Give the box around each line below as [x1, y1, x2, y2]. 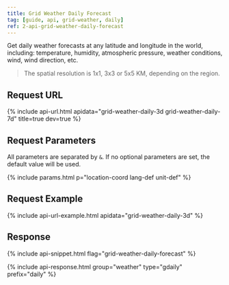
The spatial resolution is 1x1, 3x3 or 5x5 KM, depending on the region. [23, 69, 220, 77]
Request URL [7, 89, 64, 101]
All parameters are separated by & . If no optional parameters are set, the [7, 153, 211, 161]
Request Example [7, 193, 83, 205]
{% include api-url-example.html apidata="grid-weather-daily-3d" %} [7, 211, 204, 219]
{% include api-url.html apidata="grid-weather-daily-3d [7, 108, 164, 116]
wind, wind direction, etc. [7, 56, 79, 64]
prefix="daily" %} [7, 270, 57, 278]
